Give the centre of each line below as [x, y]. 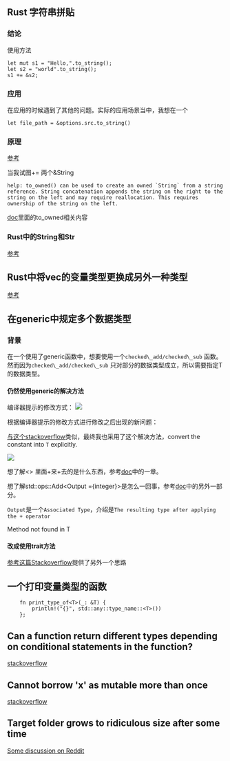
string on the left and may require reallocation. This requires [103, 198]
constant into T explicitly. [42, 445]
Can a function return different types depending [113, 636]
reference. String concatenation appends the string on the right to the [115, 192]
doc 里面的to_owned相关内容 [48, 217]
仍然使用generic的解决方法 [46, 391]
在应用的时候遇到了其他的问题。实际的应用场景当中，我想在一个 [97, 110]
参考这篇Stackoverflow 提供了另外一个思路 [67, 562]
